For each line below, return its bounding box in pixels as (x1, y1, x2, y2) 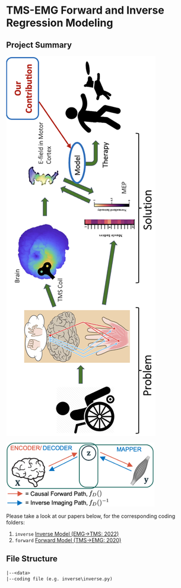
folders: (6, 519, 25, 526)
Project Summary (6, 40, 72, 50)
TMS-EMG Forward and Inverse (6, 4, 164, 17)
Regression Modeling (6, 16, 113, 30)
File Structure (6, 554, 58, 564)
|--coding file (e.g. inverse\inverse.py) (6, 576, 113, 582)
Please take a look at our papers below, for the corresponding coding (6, 512, 176, 520)
